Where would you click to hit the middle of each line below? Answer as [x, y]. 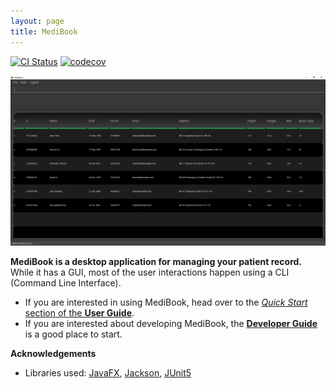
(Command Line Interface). [66, 283]
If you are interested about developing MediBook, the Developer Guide [171, 324]
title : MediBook [44, 31]
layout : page [37, 21]
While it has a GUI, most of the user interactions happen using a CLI [150, 272]
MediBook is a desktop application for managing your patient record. [156, 262]
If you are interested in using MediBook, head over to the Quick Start [166, 302]
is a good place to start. [73, 334]
